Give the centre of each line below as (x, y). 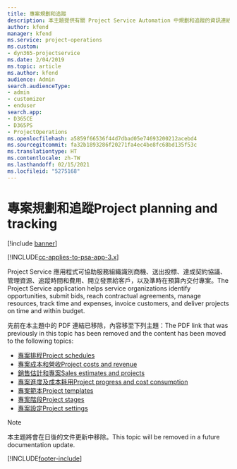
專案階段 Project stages (51, 399)
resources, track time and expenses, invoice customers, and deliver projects (118, 303)
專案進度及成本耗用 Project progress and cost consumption (103, 382)
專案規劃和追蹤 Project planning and (113, 208)
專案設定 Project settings (53, 408)
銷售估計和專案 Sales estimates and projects (81, 373)
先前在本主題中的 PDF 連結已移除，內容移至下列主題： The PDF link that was (118, 325)
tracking (32, 224)
